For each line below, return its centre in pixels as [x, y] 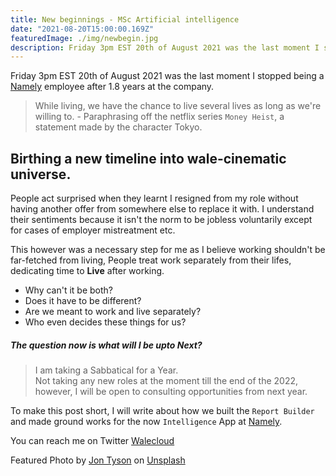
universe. [41, 174]
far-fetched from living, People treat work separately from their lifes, [151, 260]
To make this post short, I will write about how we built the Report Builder [162, 411]
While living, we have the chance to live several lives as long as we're [178, 106]
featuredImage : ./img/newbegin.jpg [84, 38]
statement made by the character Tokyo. [118, 127]
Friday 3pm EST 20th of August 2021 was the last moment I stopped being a [167, 76]
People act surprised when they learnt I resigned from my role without [154, 198]
